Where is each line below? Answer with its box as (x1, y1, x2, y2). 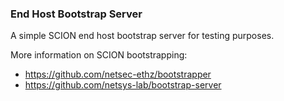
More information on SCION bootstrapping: (10, 49, 188, 61)
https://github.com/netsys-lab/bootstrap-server (24, 79, 222, 91)
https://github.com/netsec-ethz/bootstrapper (24, 68, 212, 81)
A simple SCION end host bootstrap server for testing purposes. (10, 30, 275, 42)
